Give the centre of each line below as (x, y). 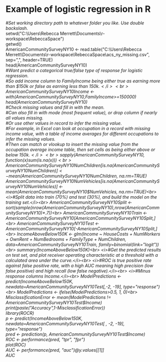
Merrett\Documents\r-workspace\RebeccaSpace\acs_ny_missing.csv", (78, 54)
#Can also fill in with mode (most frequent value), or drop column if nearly (82, 112)
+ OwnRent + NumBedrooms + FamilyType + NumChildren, (66, 239)
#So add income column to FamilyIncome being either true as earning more (83, 81)
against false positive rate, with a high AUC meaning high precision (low (80, 265)
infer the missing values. (31, 139)
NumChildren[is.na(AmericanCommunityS (117, 165)
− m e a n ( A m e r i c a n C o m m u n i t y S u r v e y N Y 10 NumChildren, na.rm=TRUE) (76, 176)
